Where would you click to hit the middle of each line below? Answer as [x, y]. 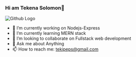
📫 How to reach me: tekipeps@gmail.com [55, 49]
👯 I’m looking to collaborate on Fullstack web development [72, 38]
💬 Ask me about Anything [38, 44]
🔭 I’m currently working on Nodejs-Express [56, 28]
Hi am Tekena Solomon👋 [35, 8]
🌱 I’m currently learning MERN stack [49, 33]
